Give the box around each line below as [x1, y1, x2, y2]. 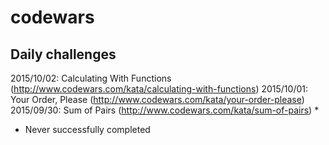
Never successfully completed [24, 124, 151, 135]
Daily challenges [10, 46, 117, 63]
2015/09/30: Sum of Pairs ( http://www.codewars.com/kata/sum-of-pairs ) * [10, 104, 320, 116]
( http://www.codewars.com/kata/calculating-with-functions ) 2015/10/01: [10, 83, 308, 95]
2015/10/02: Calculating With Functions [10, 72, 172, 84]
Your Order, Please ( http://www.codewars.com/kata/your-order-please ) [10, 94, 305, 105]
